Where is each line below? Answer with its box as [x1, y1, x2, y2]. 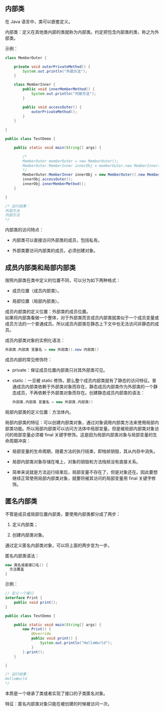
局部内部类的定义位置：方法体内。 [5, 409, 74, 415]
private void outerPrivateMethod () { [14, 64, 91, 69]
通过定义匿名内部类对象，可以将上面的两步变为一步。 [5, 542, 112, 548]
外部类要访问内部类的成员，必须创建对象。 [12, 248, 98, 254]
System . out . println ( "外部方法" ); [22, 69, 88, 74]
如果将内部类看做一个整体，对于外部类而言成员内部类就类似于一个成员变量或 [5, 315, 159, 320]
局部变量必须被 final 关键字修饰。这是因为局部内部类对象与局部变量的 [13, 432, 153, 437]
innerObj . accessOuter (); [22, 177, 73, 182]
